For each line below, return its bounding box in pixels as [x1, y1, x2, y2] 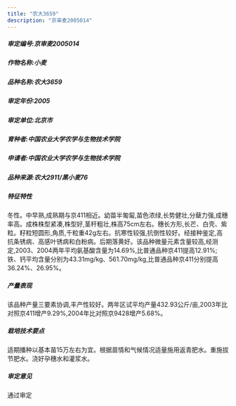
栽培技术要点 [7, 326, 44, 335]
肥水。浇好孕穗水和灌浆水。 [13, 355, 93, 363]
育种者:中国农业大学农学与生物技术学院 [7, 134, 121, 143]
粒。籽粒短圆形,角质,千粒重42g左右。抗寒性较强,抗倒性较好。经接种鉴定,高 [7, 229, 223, 237]
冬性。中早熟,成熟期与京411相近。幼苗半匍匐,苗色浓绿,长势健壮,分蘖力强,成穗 [7, 211, 228, 220]
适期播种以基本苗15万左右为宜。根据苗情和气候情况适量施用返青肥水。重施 [7, 345, 223, 354]
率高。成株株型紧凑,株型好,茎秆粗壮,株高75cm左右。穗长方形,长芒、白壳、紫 [7, 220, 228, 229]
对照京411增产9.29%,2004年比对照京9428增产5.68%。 [7, 309, 167, 317]
